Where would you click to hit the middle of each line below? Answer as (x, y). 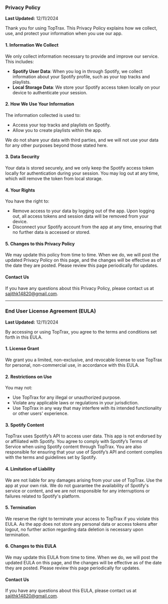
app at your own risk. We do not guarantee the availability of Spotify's (77, 485)
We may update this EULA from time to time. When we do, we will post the (82, 557)
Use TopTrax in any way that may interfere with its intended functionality (87, 408)
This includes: (19, 61)
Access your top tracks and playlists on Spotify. (61, 125)
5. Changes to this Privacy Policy (40, 244)
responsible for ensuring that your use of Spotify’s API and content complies (84, 452)
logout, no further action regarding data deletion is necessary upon (74, 529)
